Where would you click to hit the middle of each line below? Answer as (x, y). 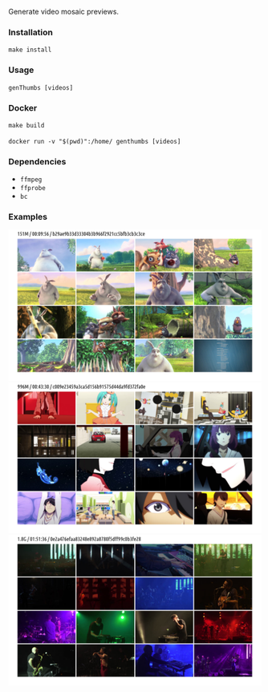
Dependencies (37, 161)
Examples (28, 217)
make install (30, 50)
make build (26, 125)
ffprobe (32, 188)
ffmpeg (31, 180)
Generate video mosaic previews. (63, 12)
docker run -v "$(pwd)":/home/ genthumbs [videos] (95, 141)
